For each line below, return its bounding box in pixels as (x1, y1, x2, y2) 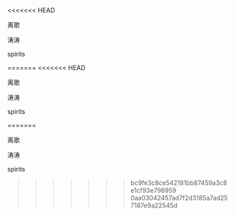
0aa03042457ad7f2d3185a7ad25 (130, 194, 228, 202)
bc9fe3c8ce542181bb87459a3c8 (130, 178, 228, 187)
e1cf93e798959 (130, 186, 177, 194)
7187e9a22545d (130, 201, 178, 210)
